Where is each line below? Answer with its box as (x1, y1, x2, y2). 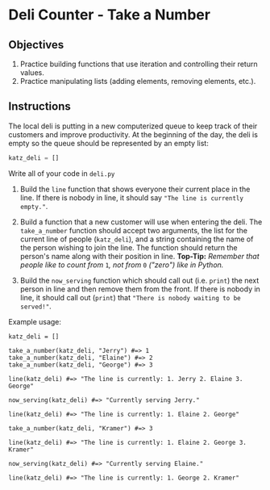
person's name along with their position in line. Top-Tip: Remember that (19, 251, 260, 261)
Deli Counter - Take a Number (8, 6, 211, 24)
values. (19, 68, 44, 77)
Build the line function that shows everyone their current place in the (19, 184, 251, 194)
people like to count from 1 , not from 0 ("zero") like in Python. (19, 260, 224, 270)
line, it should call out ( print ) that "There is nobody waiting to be (19, 292, 241, 302)
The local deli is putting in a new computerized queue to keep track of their (8, 121, 258, 131)
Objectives (8, 38, 64, 52)
